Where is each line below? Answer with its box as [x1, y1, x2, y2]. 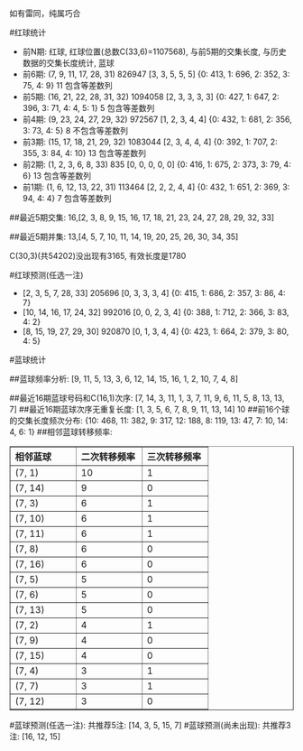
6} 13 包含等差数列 [22, 171, 92, 181]
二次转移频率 [80, 450, 136, 463]
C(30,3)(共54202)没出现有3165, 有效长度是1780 [9, 251, 187, 261]
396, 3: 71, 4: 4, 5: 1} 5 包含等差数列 [22, 103, 155, 113]
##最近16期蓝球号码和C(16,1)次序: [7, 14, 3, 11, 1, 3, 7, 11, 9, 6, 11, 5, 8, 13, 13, [9, 393, 285, 403]
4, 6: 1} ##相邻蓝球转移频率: [9, 427, 113, 437]
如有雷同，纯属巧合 [9, 8, 81, 18]
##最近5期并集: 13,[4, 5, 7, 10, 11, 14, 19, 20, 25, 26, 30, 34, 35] [9, 231, 239, 242]
